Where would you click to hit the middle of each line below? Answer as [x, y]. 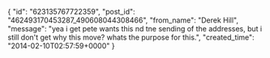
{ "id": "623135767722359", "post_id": [71, 12]
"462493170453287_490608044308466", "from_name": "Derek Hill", [123, 20]
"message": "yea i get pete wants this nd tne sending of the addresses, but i [135, 29]
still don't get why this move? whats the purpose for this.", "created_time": [131, 37]
